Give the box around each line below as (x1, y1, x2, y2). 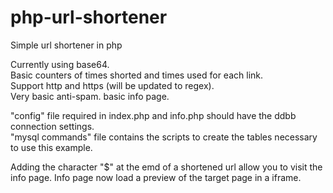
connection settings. (10, 120, 95, 132)
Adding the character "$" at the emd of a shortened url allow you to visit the (10, 161, 323, 173)
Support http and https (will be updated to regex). (10, 79, 215, 91)
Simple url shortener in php (10, 39, 123, 51)
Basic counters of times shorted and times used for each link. (10, 69, 264, 81)
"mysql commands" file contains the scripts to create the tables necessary (10, 131, 318, 143)
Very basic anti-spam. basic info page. (10, 90, 170, 102)
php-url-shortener (10, 6, 168, 29)
